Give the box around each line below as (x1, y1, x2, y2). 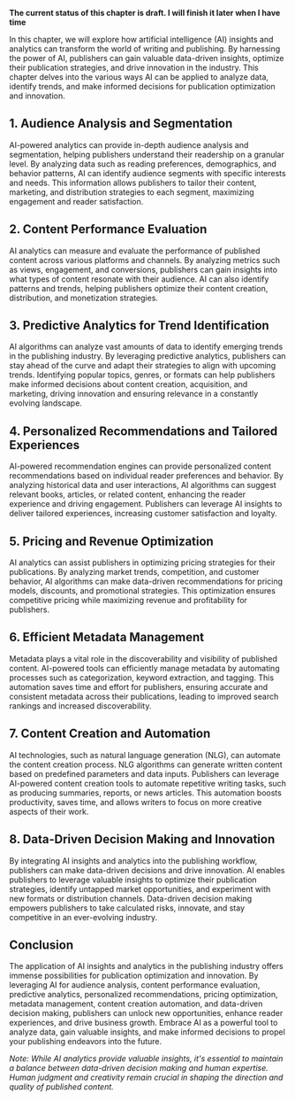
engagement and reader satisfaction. (9, 196, 144, 206)
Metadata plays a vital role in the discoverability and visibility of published (9, 653, 278, 663)
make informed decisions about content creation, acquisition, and (9, 379, 248, 390)
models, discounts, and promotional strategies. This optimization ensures (9, 585, 276, 596)
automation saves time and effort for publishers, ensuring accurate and (9, 681, 269, 692)
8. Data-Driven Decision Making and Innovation (9, 832, 276, 847)
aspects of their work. (9, 806, 89, 817)
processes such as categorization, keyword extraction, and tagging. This (9, 672, 275, 683)
